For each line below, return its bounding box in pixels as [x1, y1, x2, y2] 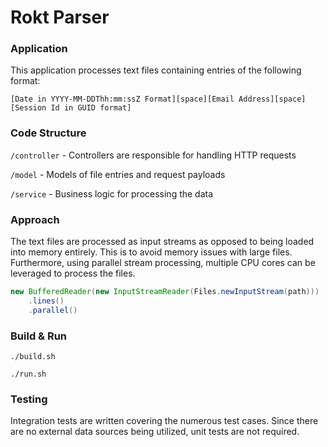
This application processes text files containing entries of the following [10, 64, 302, 76]
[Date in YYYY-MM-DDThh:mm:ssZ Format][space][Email [10, 94, 235, 105]
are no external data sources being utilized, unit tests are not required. [10, 426, 300, 438]
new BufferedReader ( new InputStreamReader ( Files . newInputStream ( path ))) [10, 287, 320, 297]
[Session [10, 103, 47, 113]
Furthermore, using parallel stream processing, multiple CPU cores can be [10, 257, 316, 269]
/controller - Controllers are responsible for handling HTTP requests [10, 149, 297, 161]
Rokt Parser [10, 6, 110, 29]
